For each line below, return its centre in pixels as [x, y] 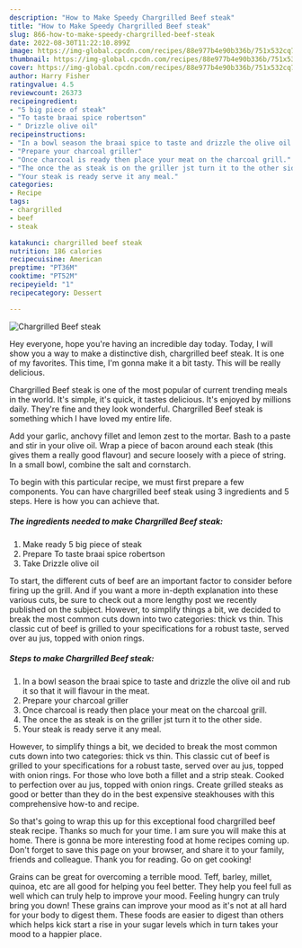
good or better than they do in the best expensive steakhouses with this [142, 794]
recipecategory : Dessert [56, 293]
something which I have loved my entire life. [91, 418]
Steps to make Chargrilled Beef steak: [82, 659]
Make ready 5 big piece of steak [82, 544]
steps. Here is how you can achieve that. [84, 501]
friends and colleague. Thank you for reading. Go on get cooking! [130, 859]
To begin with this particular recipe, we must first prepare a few [127, 482]
